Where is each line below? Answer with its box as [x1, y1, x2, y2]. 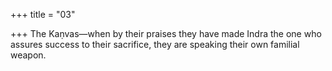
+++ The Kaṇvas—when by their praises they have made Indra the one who [10, 28, 322, 39]
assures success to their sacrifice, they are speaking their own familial [10, 39, 300, 50]
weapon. [10, 49, 47, 61]
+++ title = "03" [10, 9, 76, 20]
